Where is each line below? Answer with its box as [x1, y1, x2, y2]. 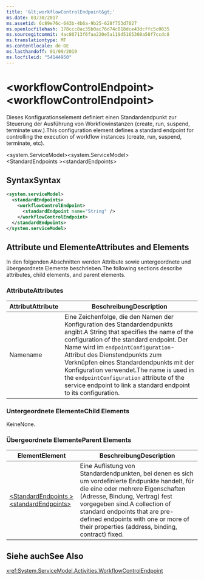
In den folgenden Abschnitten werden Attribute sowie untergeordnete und [6, 258, 191, 265]
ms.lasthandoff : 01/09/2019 [6, 49, 78, 55]
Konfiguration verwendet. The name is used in [64, 366, 194, 374]
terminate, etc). [6, 139, 45, 147]
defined [80, 515, 102, 523]
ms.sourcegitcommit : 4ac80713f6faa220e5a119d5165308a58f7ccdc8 [6, 32, 170, 38]
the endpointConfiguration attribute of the [64, 373, 185, 382]
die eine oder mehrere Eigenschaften [80, 484, 186, 493]
